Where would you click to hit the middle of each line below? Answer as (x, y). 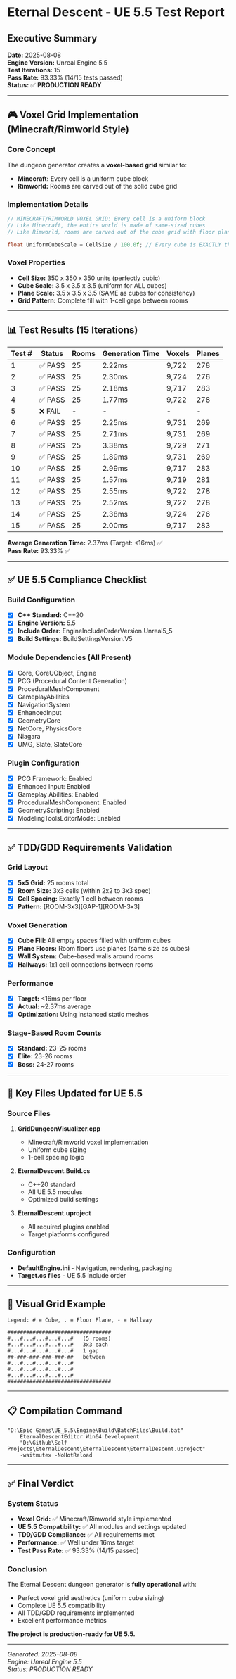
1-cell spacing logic (56, 1158)
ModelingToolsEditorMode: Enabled (69, 818)
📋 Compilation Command (65, 1411)
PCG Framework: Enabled (55, 778)
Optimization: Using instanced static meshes (83, 1015)
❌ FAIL (50, 411)
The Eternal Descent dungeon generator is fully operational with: (102, 1585)
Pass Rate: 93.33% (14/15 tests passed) (65, 77)
